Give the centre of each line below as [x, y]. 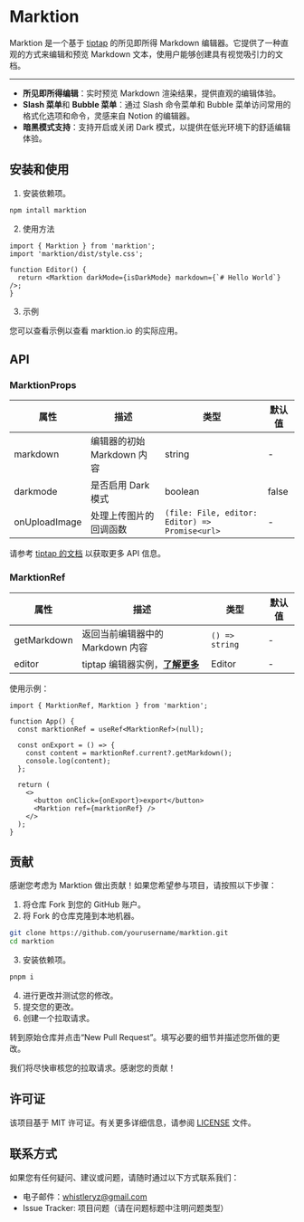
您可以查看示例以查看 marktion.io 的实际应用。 [96, 330]
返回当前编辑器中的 [123, 633]
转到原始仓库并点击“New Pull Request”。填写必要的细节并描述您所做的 [141, 1037]
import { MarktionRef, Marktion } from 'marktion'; [109, 706]
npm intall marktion [48, 210]
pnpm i [22, 977]
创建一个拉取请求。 [58, 1018]
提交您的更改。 [50, 1007]
